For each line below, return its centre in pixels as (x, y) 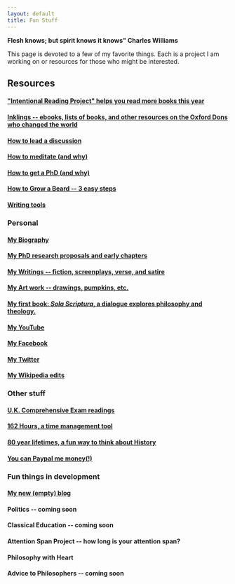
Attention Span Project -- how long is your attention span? (94, 541)
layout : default (31, 14)
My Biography (28, 240)
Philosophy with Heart (40, 557)
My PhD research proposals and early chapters (77, 256)
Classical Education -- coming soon (60, 525)
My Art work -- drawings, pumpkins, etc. (68, 287)
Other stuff (26, 393)
